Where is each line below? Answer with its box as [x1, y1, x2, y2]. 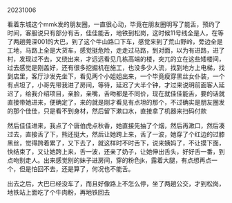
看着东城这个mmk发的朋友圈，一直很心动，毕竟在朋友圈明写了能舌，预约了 [7, 20, 221, 28]
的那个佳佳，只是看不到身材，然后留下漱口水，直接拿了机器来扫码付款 [7, 107, 207, 115]
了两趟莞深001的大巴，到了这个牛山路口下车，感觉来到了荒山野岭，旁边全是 [7, 37, 223, 46]
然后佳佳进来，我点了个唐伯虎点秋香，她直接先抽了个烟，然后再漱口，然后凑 [7, 121, 225, 130]
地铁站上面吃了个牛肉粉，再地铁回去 [7, 188, 110, 196]
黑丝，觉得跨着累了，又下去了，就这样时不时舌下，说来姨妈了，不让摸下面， [7, 139, 225, 147]
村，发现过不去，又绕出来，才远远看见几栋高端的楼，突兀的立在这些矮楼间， [7, 55, 225, 63]
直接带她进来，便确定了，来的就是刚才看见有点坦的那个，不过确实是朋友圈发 [7, 98, 225, 106]
